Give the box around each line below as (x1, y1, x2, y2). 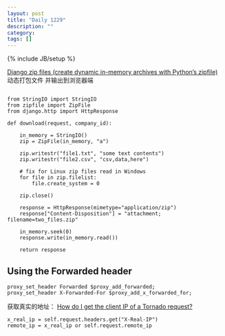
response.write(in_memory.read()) (19, 235, 118, 242)
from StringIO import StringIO (7, 96, 97, 103)
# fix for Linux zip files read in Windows (19, 168, 147, 176)
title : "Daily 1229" (7, 17, 67, 23)
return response (19, 246, 67, 253)
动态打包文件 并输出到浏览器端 (7, 76, 94, 85)
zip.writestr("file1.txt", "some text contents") (19, 150, 165, 157)
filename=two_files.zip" (7, 216, 78, 224)
